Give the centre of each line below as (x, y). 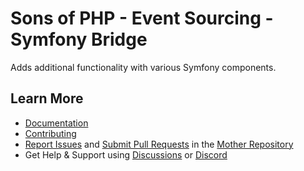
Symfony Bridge (79, 39)
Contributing (50, 133)
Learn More (47, 98)
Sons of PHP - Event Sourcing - (142, 18)
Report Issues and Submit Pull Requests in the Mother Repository (159, 144)
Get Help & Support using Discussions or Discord (126, 154)
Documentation (56, 123)
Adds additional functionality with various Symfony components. (143, 67)
